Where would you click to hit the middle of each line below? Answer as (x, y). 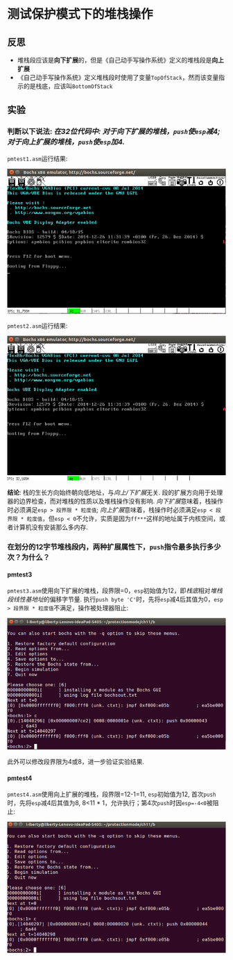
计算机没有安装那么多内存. (51, 527)
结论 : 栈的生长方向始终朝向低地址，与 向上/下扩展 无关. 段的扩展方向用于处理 (115, 493)
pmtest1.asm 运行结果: (37, 158)
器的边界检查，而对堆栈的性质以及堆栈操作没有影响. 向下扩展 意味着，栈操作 (115, 502)
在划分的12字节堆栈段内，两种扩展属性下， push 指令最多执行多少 (114, 547)
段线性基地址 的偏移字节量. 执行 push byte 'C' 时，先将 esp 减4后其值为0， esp (115, 599)
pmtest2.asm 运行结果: (37, 325)
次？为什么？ (29, 558)
